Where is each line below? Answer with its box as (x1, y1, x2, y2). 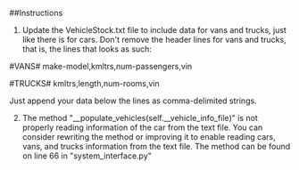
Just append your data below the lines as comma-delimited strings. (9, 95, 257, 106)
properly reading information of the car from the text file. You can (21, 122, 263, 133)
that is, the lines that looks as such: (21, 44, 152, 54)
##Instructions (9, 8, 63, 18)
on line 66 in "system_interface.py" (21, 150, 152, 161)
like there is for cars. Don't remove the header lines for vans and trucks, (21, 35, 287, 45)
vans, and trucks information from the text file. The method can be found (21, 142, 291, 151)
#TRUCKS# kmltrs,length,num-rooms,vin (9, 78, 161, 88)
